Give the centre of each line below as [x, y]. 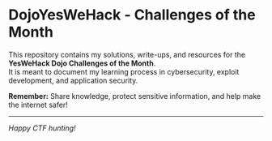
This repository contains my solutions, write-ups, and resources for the [127, 54]
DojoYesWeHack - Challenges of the [132, 15]
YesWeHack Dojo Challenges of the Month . [82, 63]
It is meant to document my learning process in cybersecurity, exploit [124, 71]
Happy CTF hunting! [42, 128]
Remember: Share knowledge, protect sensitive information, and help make [135, 96]
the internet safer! [38, 105]
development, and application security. [73, 80]
